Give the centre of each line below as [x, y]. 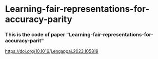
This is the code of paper [35, 35]
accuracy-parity [39, 19]
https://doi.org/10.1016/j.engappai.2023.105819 [52, 51]
